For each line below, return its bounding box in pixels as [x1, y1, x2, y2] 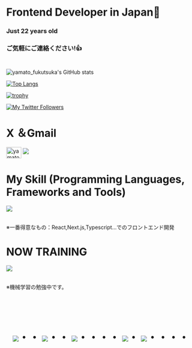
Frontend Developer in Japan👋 [6, 5, 161, 19]
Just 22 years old [6, 27, 58, 35]
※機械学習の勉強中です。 [6, 284, 67, 291]
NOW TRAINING [6, 245, 88, 259]
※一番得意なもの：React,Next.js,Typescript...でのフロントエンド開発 [6, 224, 175, 231]
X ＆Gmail [6, 126, 57, 140]
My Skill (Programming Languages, [6, 172, 185, 186]
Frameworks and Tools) [6, 186, 126, 199]
